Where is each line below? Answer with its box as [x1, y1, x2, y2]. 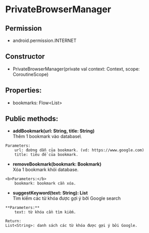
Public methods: [5, 114, 58, 123]
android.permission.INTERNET [12, 37, 77, 43]
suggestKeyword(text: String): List [12, 190, 88, 196]
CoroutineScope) [12, 71, 49, 77]
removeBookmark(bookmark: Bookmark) [12, 161, 102, 167]
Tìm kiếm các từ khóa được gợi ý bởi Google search [12, 195, 121, 201]
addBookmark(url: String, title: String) [12, 128, 95, 134]
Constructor [5, 52, 45, 61]
